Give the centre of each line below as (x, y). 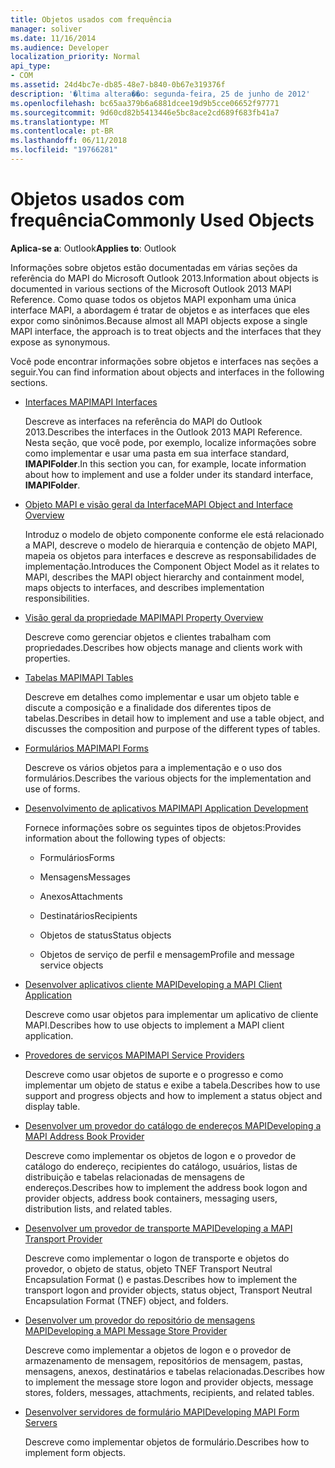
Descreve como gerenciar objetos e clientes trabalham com (148, 637)
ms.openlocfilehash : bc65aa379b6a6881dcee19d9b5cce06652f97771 (145, 103)
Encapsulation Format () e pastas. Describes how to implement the (161, 1279)
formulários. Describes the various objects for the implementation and (168, 778)
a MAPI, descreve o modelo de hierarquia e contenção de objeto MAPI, (171, 545)
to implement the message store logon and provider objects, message (169, 1382)
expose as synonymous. (60, 342)
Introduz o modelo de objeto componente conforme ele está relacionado (174, 534)
